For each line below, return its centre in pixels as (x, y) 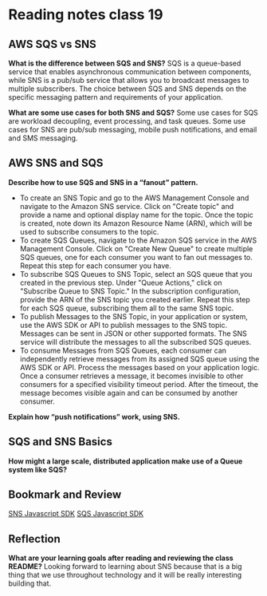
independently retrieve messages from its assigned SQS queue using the (139, 359)
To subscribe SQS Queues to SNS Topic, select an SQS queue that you (136, 274)
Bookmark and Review (65, 495)
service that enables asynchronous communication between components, (130, 72)
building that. (30, 583)
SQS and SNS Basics (61, 442)
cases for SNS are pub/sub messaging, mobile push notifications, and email (133, 130)
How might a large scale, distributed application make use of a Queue (126, 461)
